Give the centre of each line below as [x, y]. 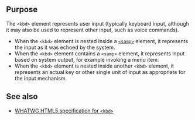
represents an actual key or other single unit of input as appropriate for [100, 72]
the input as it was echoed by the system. [65, 47]
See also [22, 96]
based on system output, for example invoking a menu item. [87, 59]
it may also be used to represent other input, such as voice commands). [93, 30]
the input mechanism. [41, 78]
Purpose [22, 10]
